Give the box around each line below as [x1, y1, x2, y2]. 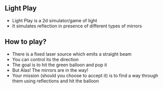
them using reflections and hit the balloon [12, 78, 99, 84]
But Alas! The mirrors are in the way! [12, 67, 89, 73]
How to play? [5, 37, 47, 46]
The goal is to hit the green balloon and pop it [12, 62, 107, 68]
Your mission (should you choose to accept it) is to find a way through [12, 72, 158, 78]
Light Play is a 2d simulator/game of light [12, 17, 97, 23]
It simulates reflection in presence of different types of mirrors [12, 23, 142, 29]
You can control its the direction [12, 56, 79, 62]
